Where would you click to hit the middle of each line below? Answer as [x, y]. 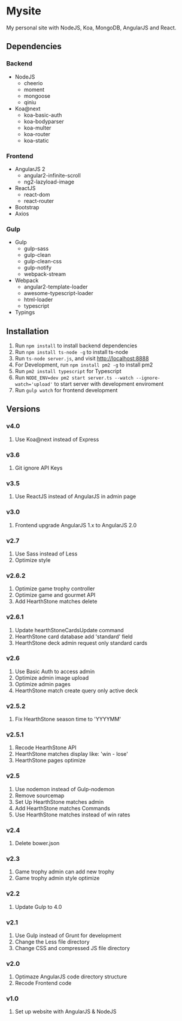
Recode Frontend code [43, 983]
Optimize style [33, 560]
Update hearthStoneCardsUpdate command [69, 630]
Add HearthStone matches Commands [63, 808]
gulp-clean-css [43, 262]
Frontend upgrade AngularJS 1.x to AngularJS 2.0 [75, 525]
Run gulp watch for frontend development [66, 391]
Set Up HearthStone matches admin [59, 801]
